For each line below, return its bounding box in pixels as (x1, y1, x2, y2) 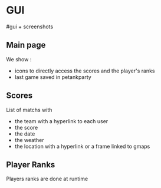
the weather (14, 136, 44, 143)
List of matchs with (6, 106, 52, 113)
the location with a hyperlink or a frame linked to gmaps (14, 143, 150, 150)
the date (14, 130, 35, 137)
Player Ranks (6, 160, 55, 170)
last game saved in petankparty (14, 73, 91, 80)
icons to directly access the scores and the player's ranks (14, 67, 155, 74)
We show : (6, 55, 32, 62)
